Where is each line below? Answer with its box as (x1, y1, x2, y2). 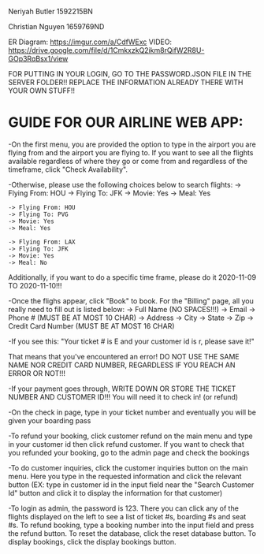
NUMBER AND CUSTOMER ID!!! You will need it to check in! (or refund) (8, 392, 239, 401)
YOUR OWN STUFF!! (8, 86, 76, 95)
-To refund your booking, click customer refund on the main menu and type (8, 431, 254, 441)
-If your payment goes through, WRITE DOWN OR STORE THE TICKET (8, 384, 236, 393)
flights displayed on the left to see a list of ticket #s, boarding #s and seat (8, 511, 247, 521)
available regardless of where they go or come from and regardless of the (8, 156, 248, 165)
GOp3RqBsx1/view (8, 54, 69, 63)
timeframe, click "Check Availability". (8, 165, 128, 174)
